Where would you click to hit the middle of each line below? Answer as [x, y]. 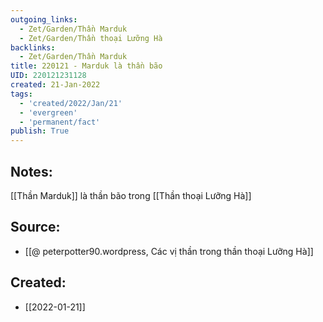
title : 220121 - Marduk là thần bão [86, 66]
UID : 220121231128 [48, 76]
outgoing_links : [44, 19]
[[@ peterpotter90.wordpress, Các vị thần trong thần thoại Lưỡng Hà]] [169, 251]
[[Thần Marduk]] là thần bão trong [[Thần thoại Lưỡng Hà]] [131, 195]
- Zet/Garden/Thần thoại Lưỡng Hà [91, 38]
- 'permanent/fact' [60, 122]
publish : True [40, 131]
